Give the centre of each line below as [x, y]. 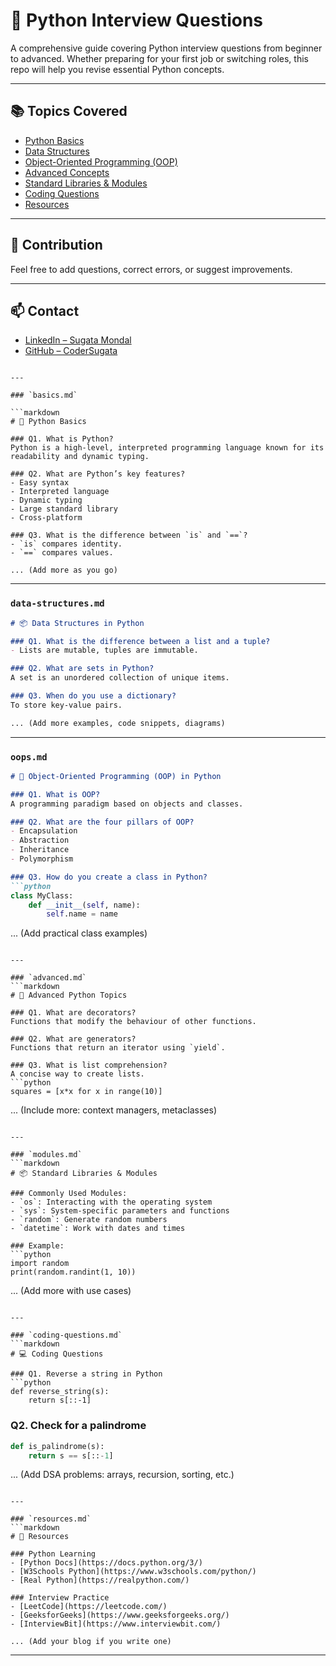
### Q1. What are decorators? [73, 1013]
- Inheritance [40, 850]
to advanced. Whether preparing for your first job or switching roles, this [159, 58]
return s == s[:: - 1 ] [71, 1455]
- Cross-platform [46, 518]
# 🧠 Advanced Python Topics [69, 995]
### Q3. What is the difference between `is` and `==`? [129, 535]
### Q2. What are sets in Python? [82, 669]
